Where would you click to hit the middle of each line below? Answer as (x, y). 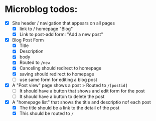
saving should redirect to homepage (57, 74)
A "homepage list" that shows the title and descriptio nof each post (81, 102)
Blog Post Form (28, 40)
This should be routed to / (46, 113)
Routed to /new (35, 62)
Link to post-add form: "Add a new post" (61, 34)
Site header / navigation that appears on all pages (63, 23)
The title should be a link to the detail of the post (69, 107)
